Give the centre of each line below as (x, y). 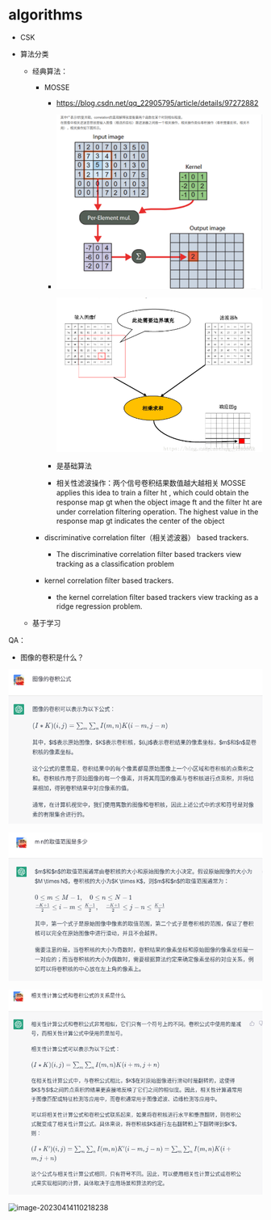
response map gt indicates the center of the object (140, 521)
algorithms (46, 15)
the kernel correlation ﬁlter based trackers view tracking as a (157, 597)
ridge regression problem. (99, 606)
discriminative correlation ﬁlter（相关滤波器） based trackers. (146, 537)
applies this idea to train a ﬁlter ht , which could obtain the (152, 492)
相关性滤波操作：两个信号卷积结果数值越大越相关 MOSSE (151, 483)
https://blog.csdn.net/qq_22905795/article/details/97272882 (157, 103)
